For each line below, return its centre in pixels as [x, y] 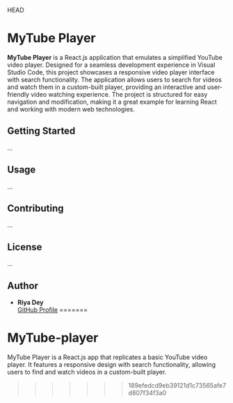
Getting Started [41, 131]
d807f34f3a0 [147, 393]
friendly [18, 94]
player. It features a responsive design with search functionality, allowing [111, 364]
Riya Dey [30, 302]
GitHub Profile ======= [53, 310]
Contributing [35, 208]
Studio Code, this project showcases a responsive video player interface [111, 72]
